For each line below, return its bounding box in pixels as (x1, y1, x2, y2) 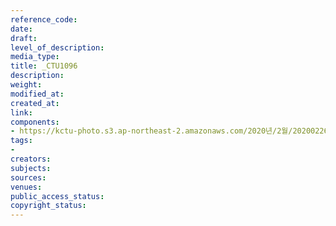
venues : (10, 182, 43, 192)
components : (10, 117, 60, 127)
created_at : (10, 98, 60, 108)
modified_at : (10, 89, 65, 99)
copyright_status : (10, 201, 87, 211)
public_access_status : (10, 191, 105, 201)
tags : (10, 136, 33, 146)
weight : (10, 80, 43, 90)
